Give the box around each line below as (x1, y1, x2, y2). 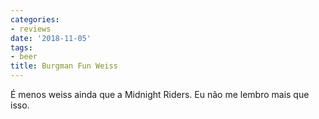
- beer (10, 52, 38, 62)
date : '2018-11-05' (10, 33, 92, 43)
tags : (10, 42, 33, 53)
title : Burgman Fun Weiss (10, 61, 118, 71)
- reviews (10, 24, 52, 34)
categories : (10, 14, 60, 25)
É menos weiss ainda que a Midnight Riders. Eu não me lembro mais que (10, 89, 310, 100)
